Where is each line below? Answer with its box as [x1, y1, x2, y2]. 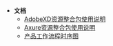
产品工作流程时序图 [23, 32, 79, 40]
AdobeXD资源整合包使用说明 [23, 15, 106, 23]
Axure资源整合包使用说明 [23, 24, 96, 31]
